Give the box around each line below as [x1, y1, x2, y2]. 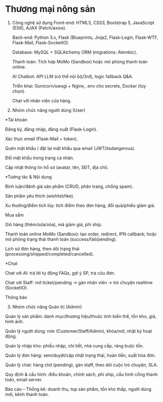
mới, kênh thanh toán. [5, 391, 49, 397]
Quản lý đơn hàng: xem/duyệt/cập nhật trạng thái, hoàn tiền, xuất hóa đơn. [5, 352, 156, 358]
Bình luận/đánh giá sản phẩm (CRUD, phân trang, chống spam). [5, 183, 134, 189]
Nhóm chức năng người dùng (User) [12, 107, 85, 113]
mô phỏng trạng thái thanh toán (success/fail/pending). [5, 236, 117, 242]
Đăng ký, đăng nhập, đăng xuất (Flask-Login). [5, 126, 98, 132]
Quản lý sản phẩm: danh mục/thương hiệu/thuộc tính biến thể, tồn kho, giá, [5, 313, 157, 319]
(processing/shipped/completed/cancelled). [5, 251, 94, 257]
